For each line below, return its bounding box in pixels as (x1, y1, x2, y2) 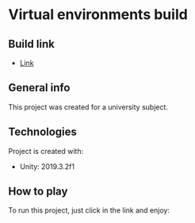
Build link (8, 37, 55, 51)
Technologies (8, 125, 78, 139)
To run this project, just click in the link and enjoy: (8, 206, 170, 215)
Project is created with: (8, 146, 84, 156)
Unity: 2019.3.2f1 (19, 161, 75, 171)
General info (8, 81, 71, 94)
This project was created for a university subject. (8, 102, 169, 112)
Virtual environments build (8, 6, 188, 24)
